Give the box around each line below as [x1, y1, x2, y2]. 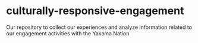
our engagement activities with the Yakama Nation [6, 29, 130, 37]
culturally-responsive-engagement [6, 4, 184, 18]
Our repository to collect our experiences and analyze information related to [6, 24, 192, 31]
